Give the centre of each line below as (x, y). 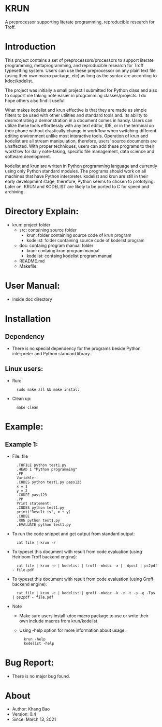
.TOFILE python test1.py (42, 465)
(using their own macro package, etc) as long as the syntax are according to (81, 75)
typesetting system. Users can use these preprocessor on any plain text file (80, 70)
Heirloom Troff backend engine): (44, 556)
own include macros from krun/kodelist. (59, 621)
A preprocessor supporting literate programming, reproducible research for (80, 22)
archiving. (15, 191)
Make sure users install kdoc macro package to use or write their (84, 616)
